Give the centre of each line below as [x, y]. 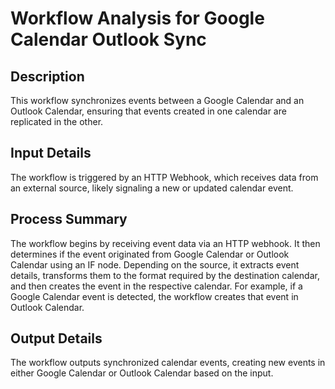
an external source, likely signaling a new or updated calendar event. [152, 188]
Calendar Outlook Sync [108, 39]
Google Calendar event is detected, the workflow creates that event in [154, 296]
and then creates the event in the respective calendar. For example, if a [156, 286]
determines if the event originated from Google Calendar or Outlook [150, 254]
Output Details [56, 338]
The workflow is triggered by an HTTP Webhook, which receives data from [164, 177]
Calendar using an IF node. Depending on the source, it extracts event [155, 264]
